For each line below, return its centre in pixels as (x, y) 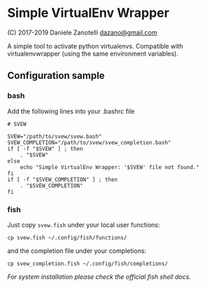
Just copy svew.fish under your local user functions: (84, 225)
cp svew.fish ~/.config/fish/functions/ (67, 237)
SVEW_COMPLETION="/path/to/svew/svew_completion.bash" (89, 142)
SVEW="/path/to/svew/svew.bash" (54, 136)
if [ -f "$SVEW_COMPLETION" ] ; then (63, 180)
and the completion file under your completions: (77, 251)
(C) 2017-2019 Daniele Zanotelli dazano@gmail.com (82, 32)
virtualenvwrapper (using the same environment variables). (93, 54)
